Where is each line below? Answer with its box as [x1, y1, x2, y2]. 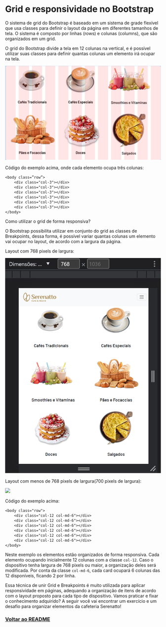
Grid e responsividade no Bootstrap [5, 3, 154, 15]
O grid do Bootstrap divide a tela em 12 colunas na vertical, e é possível [5, 45, 151, 51]
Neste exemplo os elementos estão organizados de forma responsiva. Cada [5, 552, 160, 558]
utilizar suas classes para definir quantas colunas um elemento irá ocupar [5, 51, 156, 57]
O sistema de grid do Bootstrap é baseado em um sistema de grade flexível [5, 20, 159, 26]
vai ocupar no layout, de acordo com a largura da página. [5, 239, 122, 245]
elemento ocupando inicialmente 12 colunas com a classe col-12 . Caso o [5, 557, 154, 563]
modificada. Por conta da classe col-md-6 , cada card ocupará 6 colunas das [5, 567, 161, 573]
